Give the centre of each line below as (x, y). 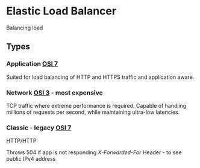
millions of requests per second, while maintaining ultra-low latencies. (93, 112)
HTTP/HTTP (21, 141)
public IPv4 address (31, 159)
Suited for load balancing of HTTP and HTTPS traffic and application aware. (100, 77)
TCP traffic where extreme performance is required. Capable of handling (96, 105)
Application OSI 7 (32, 64)
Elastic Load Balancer (61, 11)
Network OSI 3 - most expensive (55, 93)
